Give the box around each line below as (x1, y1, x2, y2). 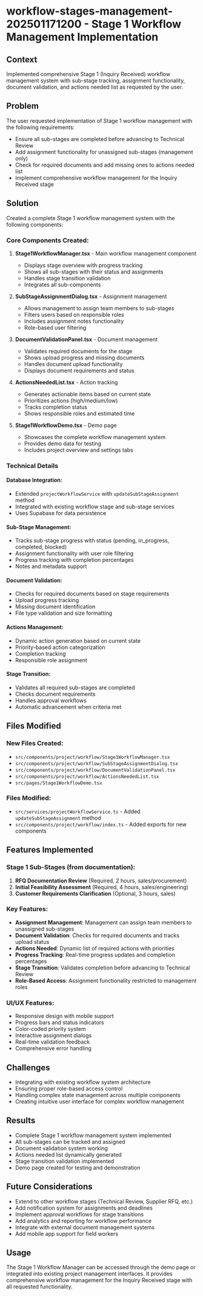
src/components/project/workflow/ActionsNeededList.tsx (15, 774, 159, 780)
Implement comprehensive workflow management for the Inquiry (15, 174, 178, 181)
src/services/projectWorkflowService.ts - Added (15, 808, 141, 815)
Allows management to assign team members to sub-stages (24, 304, 175, 311)
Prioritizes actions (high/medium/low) (24, 397, 118, 404)
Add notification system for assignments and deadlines (15, 1204, 153, 1211)
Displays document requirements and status (24, 367, 135, 374)
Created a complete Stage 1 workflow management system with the (6, 214, 175, 221)
